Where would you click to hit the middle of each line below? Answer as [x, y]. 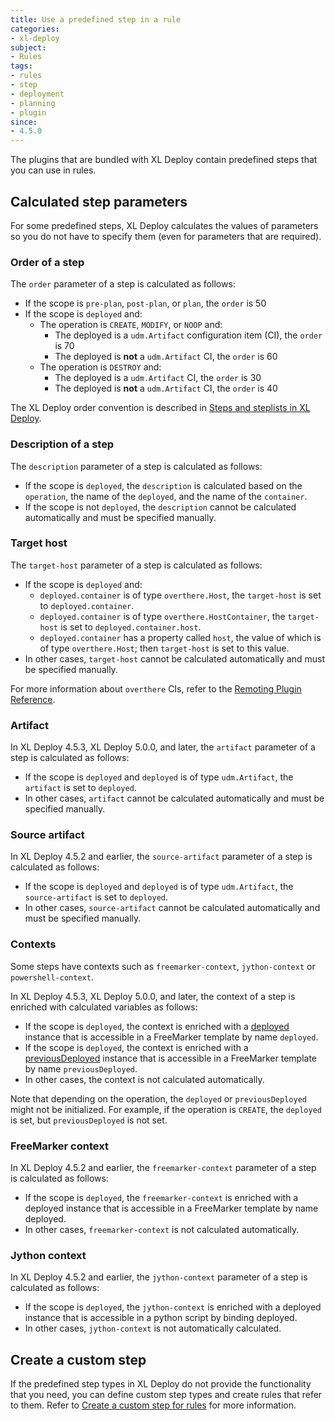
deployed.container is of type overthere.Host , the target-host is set [180, 595]
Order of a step [47, 262]
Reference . [33, 699]
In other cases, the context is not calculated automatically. [144, 1079]
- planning [33, 103]
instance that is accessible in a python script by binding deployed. [161, 1318]
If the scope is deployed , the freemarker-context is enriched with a [161, 1198]
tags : [21, 66]
